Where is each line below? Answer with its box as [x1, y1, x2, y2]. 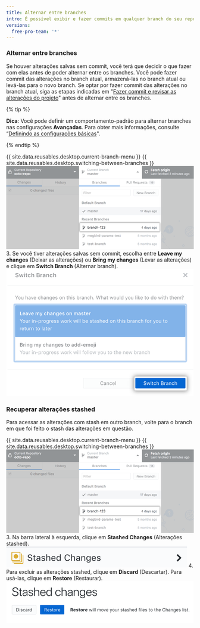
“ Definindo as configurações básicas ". [6, 130, 101, 137]
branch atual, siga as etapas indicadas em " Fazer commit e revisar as [6, 88, 177, 95]
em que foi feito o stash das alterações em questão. [6, 425, 134, 432]
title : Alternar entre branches [6, 10, 86, 15]
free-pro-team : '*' [11, 29, 60, 35]
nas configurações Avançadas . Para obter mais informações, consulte [6, 123, 180, 130]
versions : [6, 22, 31, 28]
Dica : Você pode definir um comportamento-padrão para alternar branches [6, 117, 192, 125]
